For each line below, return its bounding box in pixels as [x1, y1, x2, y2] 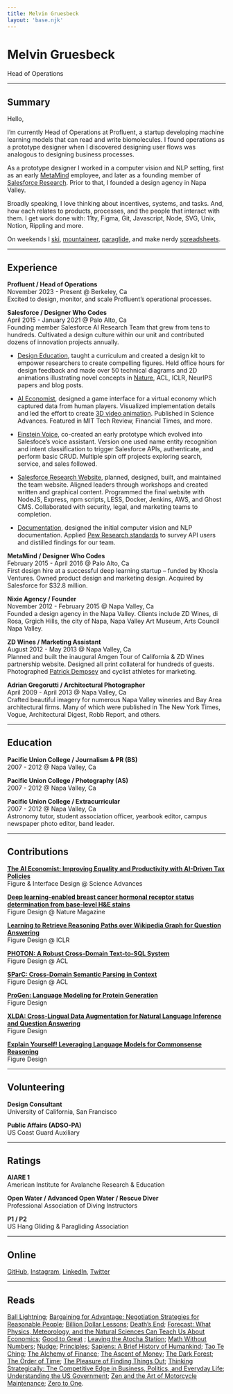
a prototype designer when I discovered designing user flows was [7, 143, 196, 152]
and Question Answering [7, 1019, 81, 1028]
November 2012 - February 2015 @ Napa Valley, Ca [7, 602, 155, 610]
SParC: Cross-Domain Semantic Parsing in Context [7, 970, 157, 978]
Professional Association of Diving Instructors [7, 1201, 138, 1210]
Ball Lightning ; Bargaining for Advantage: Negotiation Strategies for [7, 1312, 200, 1321]
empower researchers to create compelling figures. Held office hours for [17, 359, 225, 367]
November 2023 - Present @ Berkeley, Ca [7, 288, 128, 296]
